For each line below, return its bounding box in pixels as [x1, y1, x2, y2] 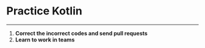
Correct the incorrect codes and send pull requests [15, 29, 148, 37]
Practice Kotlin [6, 4, 82, 18]
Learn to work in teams [15, 36, 75, 43]
